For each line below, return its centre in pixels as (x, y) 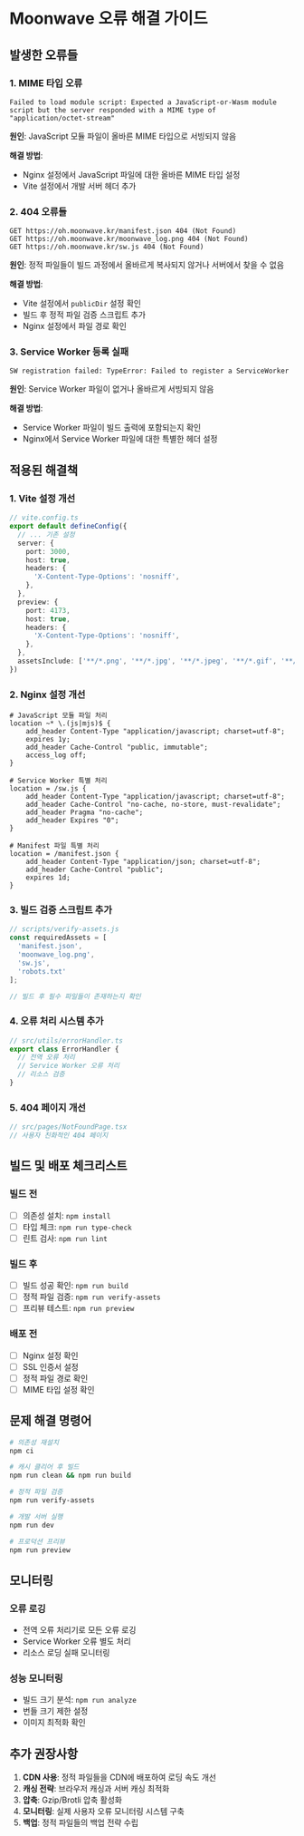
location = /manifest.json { (64, 854)
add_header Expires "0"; (72, 821)
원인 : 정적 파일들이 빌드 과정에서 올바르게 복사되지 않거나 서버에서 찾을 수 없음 (147, 265)
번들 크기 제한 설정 (55, 1711)
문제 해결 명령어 (51, 1421)
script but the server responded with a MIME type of (113, 110)
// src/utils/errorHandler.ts (66, 1040)
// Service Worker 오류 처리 (69, 1066)
